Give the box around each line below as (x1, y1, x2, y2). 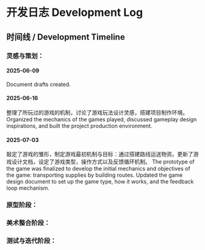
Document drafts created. (6, 80, 71, 88)
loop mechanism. (6, 184, 50, 192)
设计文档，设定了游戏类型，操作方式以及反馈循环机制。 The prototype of (11, 158, 195, 165)
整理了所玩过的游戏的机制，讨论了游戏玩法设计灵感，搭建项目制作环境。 (6, 109, 188, 116)
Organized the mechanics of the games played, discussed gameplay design (6, 115, 197, 123)
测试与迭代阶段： (6, 236, 57, 245)
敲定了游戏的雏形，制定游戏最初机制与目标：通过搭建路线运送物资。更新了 (6, 151, 193, 158)
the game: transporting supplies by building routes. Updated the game (6, 171, 183, 179)
